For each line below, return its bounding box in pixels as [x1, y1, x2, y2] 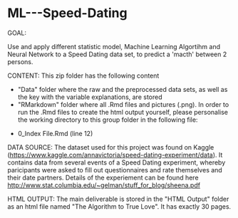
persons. [7, 57, 33, 66]
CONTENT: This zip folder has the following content [7, 71, 160, 80]
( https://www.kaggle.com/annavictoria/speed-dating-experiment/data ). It [7, 150, 223, 159]
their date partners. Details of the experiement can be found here [7, 173, 199, 182]
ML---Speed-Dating [7, 5, 128, 21]
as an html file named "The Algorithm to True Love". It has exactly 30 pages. [7, 202, 232, 211]
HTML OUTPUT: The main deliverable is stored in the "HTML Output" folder [7, 194, 229, 203]
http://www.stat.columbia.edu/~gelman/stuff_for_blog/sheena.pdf [7, 180, 201, 190]
